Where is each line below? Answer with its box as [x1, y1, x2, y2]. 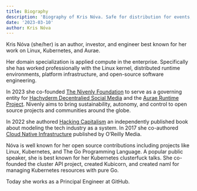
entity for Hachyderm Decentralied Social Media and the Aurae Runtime [6, 95, 179, 102]
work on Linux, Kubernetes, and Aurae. [6, 47, 101, 54]
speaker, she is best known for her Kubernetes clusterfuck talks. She [6, 154, 173, 161]
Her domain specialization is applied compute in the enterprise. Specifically [6, 58, 189, 65]
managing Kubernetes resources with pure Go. [6, 167, 119, 174]
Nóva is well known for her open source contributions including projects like [6, 142, 189, 149]
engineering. [6, 77, 37, 84]
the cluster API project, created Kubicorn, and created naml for [27, 161, 179, 168]
